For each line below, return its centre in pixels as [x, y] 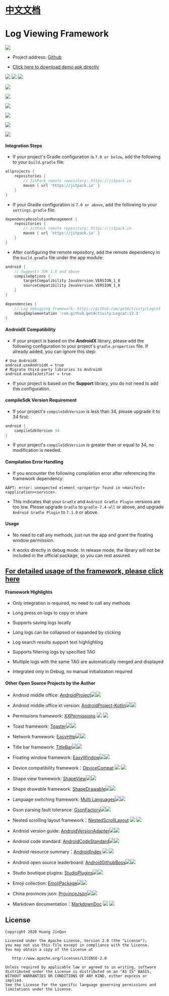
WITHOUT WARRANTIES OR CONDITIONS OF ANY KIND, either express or [76, 976]
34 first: [21, 417]
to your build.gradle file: [38, 162]
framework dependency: [38, 478]
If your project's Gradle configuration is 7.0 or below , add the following [87, 157]
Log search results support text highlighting [58, 642]
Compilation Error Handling [34, 462]
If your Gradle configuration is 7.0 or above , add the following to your [85, 204]
